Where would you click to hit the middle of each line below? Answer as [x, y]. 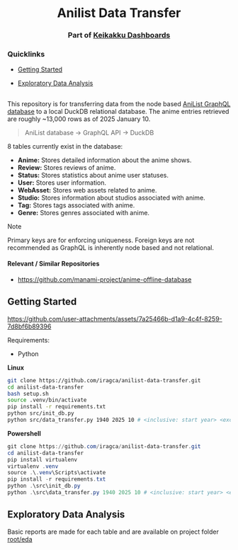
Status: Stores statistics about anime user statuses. [93, 175]
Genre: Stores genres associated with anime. [84, 212]
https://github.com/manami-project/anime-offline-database [104, 280]
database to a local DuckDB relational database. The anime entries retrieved [118, 111]
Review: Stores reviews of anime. [67, 167]
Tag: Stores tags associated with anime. [76, 205]
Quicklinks [26, 55]
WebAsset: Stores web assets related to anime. [87, 190]
